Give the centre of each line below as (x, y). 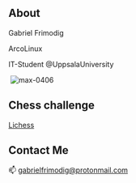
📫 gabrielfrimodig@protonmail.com (68, 170)
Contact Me (38, 150)
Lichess (21, 125)
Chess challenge (51, 106)
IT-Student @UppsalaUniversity (61, 64)
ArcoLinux (25, 49)
